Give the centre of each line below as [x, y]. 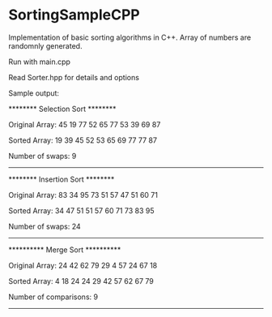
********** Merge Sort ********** [65, 250]
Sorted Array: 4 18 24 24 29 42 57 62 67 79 [81, 281]
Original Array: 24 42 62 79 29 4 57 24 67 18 [83, 265]
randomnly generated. [45, 45]
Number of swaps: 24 [45, 226]
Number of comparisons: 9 [53, 297]
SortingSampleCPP [74, 15]
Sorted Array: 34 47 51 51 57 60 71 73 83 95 [81, 210]
